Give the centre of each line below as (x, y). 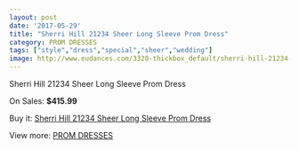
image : (21, 59)
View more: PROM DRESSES (61, 135)
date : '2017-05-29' (45, 26)
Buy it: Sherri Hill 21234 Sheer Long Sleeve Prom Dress (110, 118)
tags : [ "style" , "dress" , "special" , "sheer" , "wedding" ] (111, 51)
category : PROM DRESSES (53, 42)
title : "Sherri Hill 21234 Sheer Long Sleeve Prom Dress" (119, 34)
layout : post (33, 17)
